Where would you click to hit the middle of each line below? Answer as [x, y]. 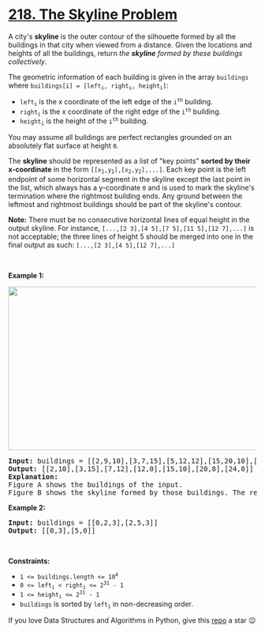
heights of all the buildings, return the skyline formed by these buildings [125, 53]
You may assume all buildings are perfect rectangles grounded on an [120, 138]
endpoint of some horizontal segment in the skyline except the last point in [129, 179]
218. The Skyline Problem [93, 15]
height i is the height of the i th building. [84, 122]
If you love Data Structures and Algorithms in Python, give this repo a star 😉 [132, 620]
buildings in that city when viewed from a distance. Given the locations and [130, 44]
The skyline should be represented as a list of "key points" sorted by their [129, 161]
